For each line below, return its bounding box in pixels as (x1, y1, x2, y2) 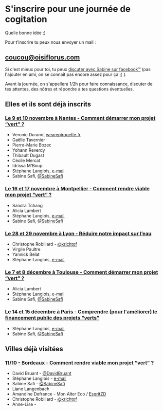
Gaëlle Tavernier (12, 137, 45, 143)
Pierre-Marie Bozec (12, 142, 52, 148)
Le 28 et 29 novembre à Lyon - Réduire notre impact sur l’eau (5, 230, 152, 237)
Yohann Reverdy (12, 147, 45, 153)
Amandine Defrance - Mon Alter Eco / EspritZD (12, 391, 107, 397)
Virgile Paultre (12, 247, 40, 252)
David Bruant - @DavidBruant (12, 371, 72, 376)
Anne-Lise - (12, 401, 36, 407)
